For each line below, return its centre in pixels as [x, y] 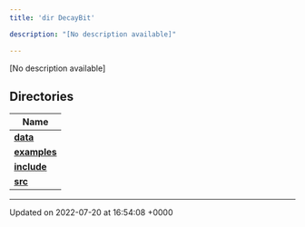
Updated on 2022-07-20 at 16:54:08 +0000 [91, 212]
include [30, 167]
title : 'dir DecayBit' [52, 18]
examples [35, 153]
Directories [42, 96]
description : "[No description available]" [93, 34]
